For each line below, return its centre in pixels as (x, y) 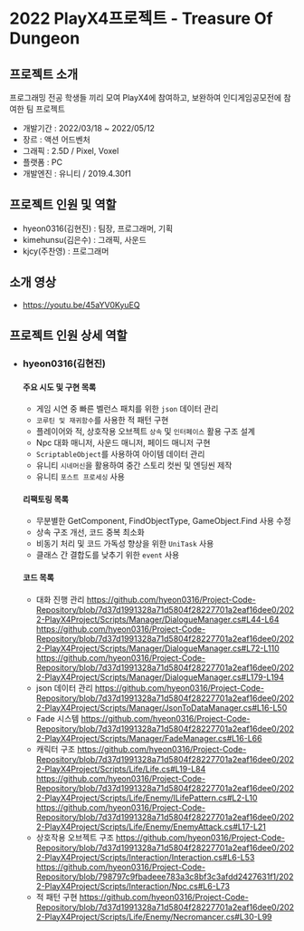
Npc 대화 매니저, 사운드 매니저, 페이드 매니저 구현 (123, 443)
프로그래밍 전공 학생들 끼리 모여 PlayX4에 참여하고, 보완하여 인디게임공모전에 (146, 97)
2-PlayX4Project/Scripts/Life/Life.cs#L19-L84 (121, 769)
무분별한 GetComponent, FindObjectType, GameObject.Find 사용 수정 (163, 521)
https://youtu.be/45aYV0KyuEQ (81, 305)
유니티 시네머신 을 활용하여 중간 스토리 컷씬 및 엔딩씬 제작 (134, 465)
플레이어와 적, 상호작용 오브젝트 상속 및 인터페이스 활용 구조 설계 (146, 432)
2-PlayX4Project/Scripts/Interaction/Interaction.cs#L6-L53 (145, 857)
